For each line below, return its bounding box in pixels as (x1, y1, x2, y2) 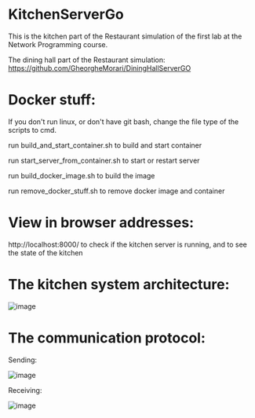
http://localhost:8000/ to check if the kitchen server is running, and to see (8, 240, 247, 249)
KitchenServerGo (8, 5, 124, 24)
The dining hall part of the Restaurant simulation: (8, 55, 166, 64)
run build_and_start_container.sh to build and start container (8, 140, 202, 150)
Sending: (8, 355, 38, 365)
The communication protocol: (8, 328, 206, 346)
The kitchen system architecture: (8, 276, 230, 293)
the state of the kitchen (8, 247, 84, 257)
